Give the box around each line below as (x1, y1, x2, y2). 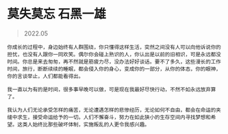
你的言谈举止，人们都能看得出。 (7, 72, 84, 79)
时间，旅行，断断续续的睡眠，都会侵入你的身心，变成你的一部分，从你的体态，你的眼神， (7, 66, 221, 72)
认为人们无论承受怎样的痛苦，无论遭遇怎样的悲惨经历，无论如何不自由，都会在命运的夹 (12, 107, 221, 113)
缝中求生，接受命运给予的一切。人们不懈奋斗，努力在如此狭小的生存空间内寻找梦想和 (7, 113, 211, 120)
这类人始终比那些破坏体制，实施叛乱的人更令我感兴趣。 (16, 121, 150, 128)
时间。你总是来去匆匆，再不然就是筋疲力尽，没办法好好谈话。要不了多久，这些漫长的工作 (7, 58, 221, 65)
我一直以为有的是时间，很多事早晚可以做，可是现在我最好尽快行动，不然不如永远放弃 (7, 86, 211, 93)
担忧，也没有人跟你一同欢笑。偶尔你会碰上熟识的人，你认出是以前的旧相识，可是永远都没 (7, 51, 221, 58)
